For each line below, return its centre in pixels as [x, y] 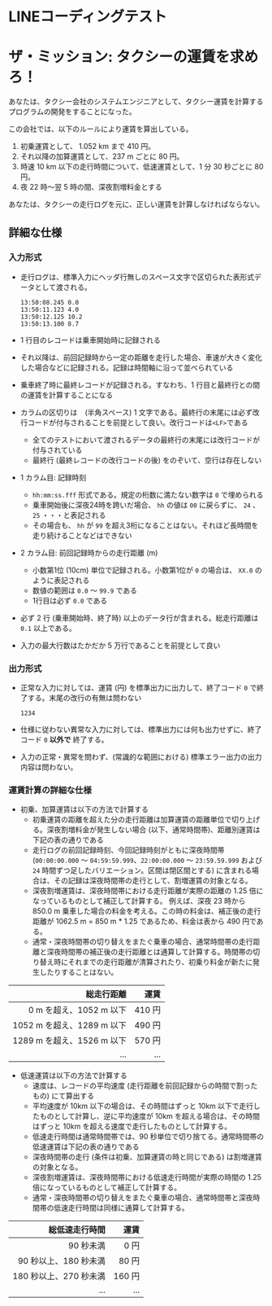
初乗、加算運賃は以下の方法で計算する [84, 809]
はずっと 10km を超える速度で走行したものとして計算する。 [132, 1126]
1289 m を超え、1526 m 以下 [70, 1041]
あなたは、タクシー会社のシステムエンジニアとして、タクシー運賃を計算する [136, 102]
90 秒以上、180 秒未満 [61, 1261]
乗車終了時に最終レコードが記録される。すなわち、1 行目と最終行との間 [140, 384]
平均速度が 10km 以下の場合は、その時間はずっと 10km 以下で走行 [143, 1106]
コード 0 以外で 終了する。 [64, 740]
